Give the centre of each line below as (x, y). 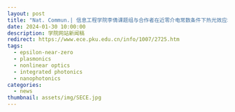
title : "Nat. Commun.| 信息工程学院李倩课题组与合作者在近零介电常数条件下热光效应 (117, 20)
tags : (15, 46)
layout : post (26, 14)
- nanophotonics (37, 78)
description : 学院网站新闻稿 (46, 33)
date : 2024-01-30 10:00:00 (47, 26)
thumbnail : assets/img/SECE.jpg (54, 98)
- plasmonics (33, 59)
